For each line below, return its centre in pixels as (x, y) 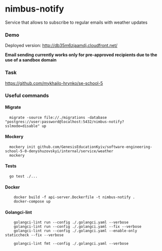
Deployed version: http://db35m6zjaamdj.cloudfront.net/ (61, 46)
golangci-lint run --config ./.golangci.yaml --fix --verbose (78, 227)
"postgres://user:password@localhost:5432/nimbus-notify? (65, 122)
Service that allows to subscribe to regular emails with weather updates (76, 22)
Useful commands (27, 95)
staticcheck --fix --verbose (34, 235)
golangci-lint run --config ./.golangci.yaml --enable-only (75, 231)
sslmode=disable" (22, 126)
